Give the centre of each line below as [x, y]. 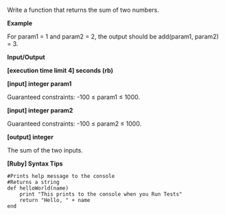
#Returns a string [33, 182]
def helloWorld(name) [38, 188]
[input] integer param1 [39, 84]
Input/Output [26, 57]
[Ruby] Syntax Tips [35, 163]
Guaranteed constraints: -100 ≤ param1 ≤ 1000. [74, 97]
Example [20, 23]
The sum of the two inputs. [45, 150]
